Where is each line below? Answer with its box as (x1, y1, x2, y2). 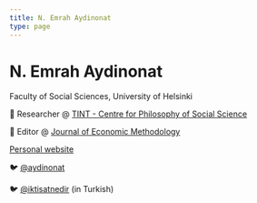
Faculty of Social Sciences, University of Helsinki (9, 91, 193, 102)
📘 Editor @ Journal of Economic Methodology (9, 127, 181, 137)
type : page (9, 22, 51, 31)
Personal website (9, 144, 74, 155)
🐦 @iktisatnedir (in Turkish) (9, 184, 114, 195)
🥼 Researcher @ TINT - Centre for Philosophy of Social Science (9, 108, 248, 119)
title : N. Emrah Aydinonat (9, 13, 112, 23)
